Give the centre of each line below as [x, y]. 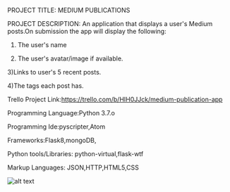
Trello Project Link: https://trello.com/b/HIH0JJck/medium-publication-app [115, 99]
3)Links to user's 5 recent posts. [54, 72]
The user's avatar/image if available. [70, 58]
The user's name [42, 45]
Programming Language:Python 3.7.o [61, 113]
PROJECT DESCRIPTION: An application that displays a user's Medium [110, 24]
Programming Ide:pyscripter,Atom [56, 127]
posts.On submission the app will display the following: [87, 31]
